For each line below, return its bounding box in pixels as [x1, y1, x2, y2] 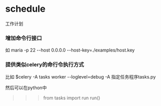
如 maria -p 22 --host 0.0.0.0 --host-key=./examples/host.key [5, 47, 135, 54]
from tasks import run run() [43, 95, 100, 101]
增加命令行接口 [5, 34, 42, 41]
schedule [5, 3, 46, 15]
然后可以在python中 [5, 85, 47, 91]
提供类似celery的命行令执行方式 [5, 61, 84, 68]
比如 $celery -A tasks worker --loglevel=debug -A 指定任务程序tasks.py [5, 73, 156, 79]
